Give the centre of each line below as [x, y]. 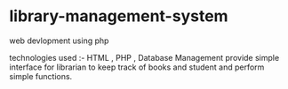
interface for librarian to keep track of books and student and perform [137, 67]
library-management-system [119, 16]
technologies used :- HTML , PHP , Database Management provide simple [144, 57]
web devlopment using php [59, 41]
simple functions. [41, 76]
